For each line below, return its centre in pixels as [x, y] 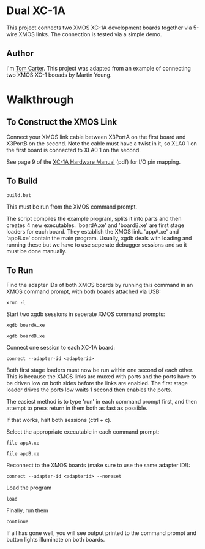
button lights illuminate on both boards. [56, 540]
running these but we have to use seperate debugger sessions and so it [97, 244]
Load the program [29, 488]
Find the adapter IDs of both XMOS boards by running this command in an [100, 285]
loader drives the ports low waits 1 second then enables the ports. [89, 390]
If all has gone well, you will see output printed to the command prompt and [102, 533]
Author [20, 54]
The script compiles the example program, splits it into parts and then [94, 218]
